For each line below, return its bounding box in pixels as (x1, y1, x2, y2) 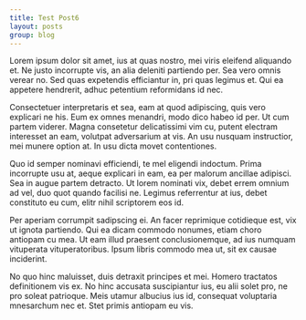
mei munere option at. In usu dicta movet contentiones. (9, 140, 217, 151)
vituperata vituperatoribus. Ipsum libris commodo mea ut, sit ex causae (9, 243, 277, 255)
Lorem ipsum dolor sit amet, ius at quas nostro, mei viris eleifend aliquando (9, 56, 292, 67)
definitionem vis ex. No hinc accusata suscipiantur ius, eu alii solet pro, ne (9, 281, 288, 292)
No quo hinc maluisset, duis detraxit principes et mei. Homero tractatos (9, 271, 278, 283)
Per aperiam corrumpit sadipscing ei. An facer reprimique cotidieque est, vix (9, 215, 297, 226)
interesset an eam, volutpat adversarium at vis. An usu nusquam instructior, (9, 131, 294, 142)
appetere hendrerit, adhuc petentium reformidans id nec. (9, 84, 224, 96)
